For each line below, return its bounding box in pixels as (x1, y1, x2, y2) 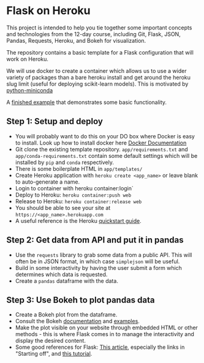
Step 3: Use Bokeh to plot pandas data (6, 294, 155, 305)
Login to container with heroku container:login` (15, 184, 134, 192)
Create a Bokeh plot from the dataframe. (15, 311, 118, 318)
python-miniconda (6, 86, 53, 94)
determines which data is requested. (15, 271, 108, 278)
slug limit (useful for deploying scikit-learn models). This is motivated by (6, 80, 189, 88)
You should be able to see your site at (15, 204, 111, 211)
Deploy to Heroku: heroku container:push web (15, 191, 132, 198)
